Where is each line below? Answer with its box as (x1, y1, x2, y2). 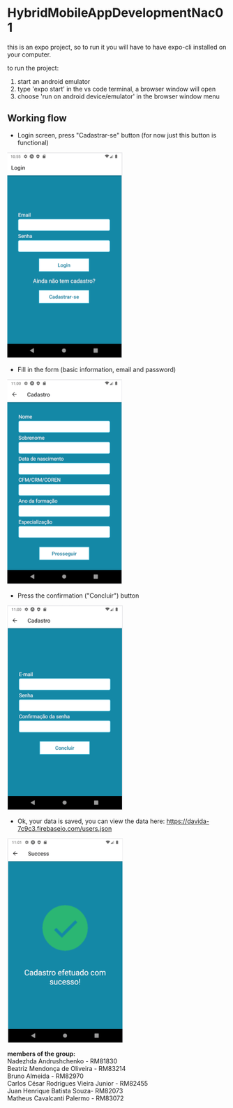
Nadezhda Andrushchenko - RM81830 (7, 1056, 117, 1065)
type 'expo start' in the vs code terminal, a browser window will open (17, 84, 216, 93)
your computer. (7, 50, 52, 59)
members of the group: (7, 1049, 75, 1058)
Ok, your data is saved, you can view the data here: (17, 817, 165, 825)
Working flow (7, 112, 68, 124)
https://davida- (166, 817, 209, 825)
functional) (17, 138, 49, 147)
